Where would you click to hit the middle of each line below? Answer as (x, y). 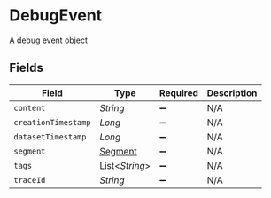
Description (232, 92)
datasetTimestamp (50, 137)
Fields (27, 68)
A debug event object (49, 40)
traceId (30, 180)
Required (179, 92)
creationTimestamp (52, 122)
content (30, 108)
